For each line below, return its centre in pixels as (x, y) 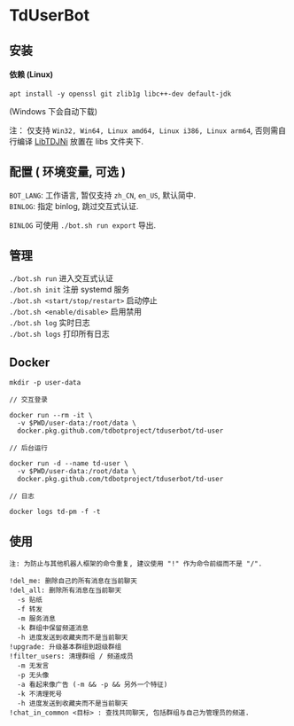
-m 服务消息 (36, 619)
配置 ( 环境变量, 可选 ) (68, 172)
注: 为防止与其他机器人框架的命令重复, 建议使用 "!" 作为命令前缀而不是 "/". (136, 564)
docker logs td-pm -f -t (55, 512)
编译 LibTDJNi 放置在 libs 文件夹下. (80, 141)
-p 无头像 (33, 675)
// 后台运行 (29, 449)
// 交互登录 (29, 400)
